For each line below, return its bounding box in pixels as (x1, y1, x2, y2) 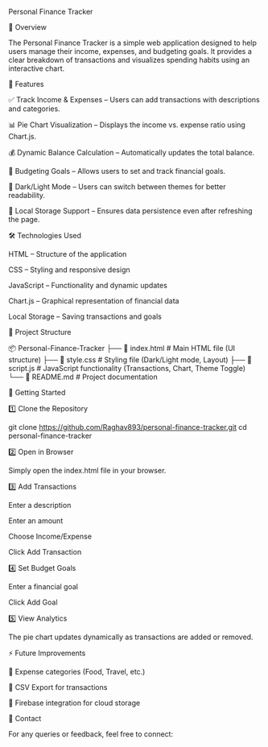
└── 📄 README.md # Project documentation (8, 372, 159, 382)
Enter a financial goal (8, 582, 79, 591)
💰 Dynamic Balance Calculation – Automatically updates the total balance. (8, 148, 255, 157)
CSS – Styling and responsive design (8, 265, 130, 274)
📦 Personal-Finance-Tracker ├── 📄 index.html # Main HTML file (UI (8, 344, 236, 353)
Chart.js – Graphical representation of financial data (8, 296, 179, 305)
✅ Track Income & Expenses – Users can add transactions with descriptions (8, 95, 260, 104)
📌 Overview (8, 23, 47, 31)
